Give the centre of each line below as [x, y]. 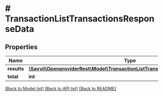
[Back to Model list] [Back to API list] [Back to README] [61, 88]
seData [20, 29]
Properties [21, 47]
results [16, 69]
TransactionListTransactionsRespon [80, 19]
